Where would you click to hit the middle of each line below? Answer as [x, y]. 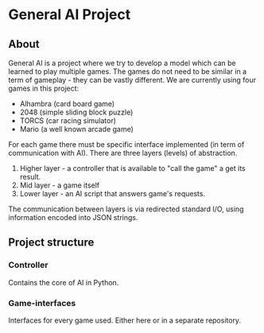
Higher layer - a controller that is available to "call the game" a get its [132, 168]
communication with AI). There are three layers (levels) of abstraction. [123, 153]
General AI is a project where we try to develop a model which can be [122, 63]
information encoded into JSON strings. [73, 217]
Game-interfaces [42, 303]
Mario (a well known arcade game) [76, 129]
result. [30, 177]
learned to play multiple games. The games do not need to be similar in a [128, 72]
